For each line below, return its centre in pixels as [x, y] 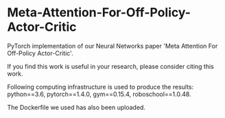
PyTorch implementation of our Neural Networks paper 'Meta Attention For [113, 46]
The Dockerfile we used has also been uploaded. [76, 107]
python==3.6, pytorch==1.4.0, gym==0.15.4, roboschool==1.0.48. [99, 94]
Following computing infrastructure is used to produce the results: [100, 87]
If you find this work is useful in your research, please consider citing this [110, 66]
